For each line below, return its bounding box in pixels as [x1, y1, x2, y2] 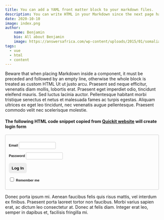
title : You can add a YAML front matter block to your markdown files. [5, 7, 154, 12]
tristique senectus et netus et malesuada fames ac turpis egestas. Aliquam [5, 97, 155, 103]
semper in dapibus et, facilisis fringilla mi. [5, 209, 89, 215]
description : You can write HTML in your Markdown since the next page [5, 12, 154, 17]
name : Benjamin [14, 30, 45, 35]
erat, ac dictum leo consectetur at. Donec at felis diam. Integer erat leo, [5, 204, 148, 210]
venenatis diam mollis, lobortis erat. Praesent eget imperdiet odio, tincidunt [5, 86, 156, 92]
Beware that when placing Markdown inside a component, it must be [5, 71, 143, 76]
